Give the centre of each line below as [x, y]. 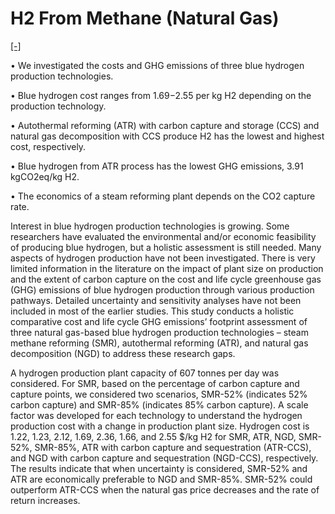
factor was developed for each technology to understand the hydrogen [156, 415]
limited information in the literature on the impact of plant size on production [167, 268]
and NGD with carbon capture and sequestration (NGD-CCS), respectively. [164, 458]
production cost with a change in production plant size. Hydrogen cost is [160, 426]
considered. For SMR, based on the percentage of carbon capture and [155, 383]
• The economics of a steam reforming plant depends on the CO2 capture [163, 196]
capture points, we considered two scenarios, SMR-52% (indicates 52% [159, 394]
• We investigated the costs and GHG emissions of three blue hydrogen [157, 65]
